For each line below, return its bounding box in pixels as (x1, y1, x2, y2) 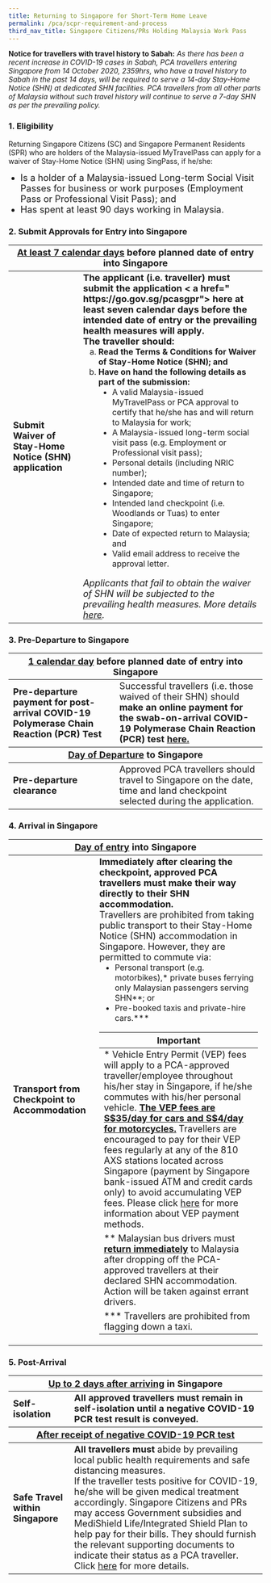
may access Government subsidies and (73, 1507, 242, 1519)
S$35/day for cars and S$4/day (103, 1112, 244, 1124)
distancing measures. (73, 1465, 166, 1476)
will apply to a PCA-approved (103, 1060, 230, 1071)
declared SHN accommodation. (103, 1275, 238, 1287)
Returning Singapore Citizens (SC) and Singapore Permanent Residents (8, 139, 246, 149)
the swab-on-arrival (119, 712, 212, 724)
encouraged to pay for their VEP (103, 1134, 241, 1145)
